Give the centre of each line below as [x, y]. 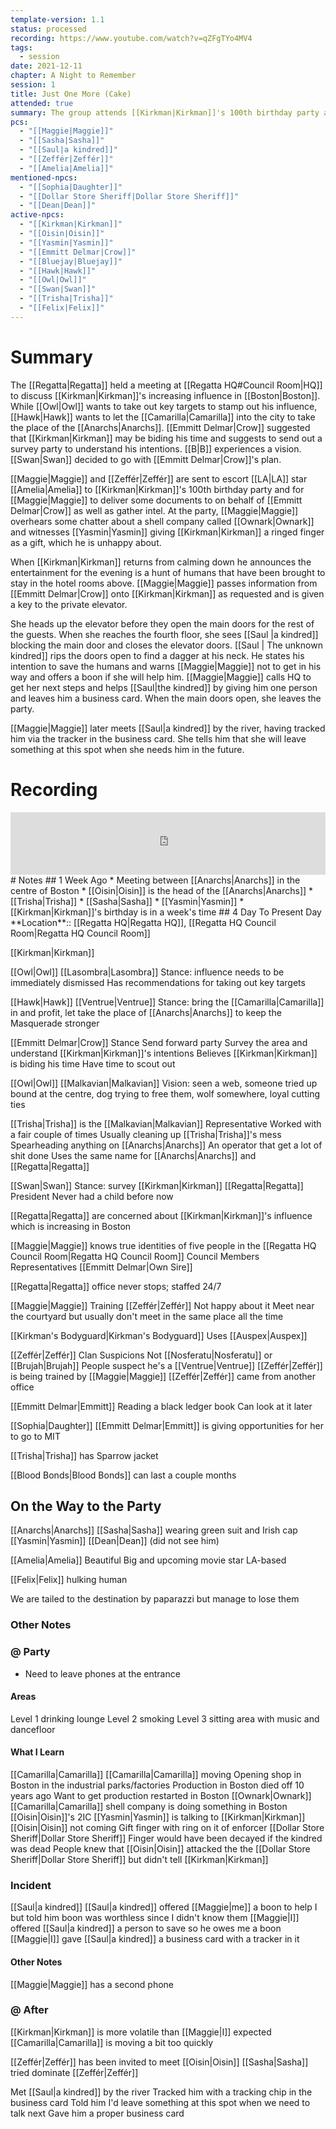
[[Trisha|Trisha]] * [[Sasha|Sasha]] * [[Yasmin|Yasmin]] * [127, 901]
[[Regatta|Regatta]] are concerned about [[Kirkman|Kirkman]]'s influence [161, 1215]
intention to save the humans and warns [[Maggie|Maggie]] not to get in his [166, 666]
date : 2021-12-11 [46, 66]
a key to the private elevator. [69, 604]
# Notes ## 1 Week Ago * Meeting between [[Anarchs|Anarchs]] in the [155, 880]
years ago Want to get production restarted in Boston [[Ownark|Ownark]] [161, 1796]
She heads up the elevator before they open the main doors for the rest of [162, 623]
